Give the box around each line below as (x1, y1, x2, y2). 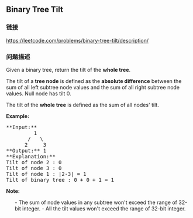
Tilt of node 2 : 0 (6, 159, 62, 165)
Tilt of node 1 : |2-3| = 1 (6, 171, 87, 177)
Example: (6, 112, 30, 119)
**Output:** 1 (6, 147, 47, 154)
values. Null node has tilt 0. (6, 90, 71, 97)
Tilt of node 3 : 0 (6, 165, 62, 171)
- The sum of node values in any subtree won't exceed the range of (14, 199, 177, 206)
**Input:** (6, 124, 37, 130)
